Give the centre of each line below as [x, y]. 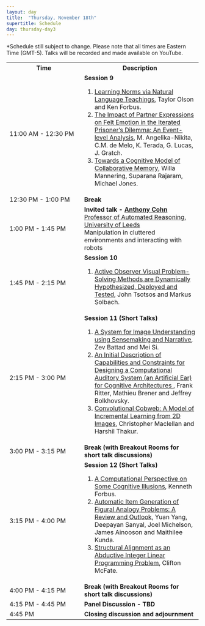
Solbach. [107, 302]
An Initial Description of [128, 355]
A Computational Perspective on [141, 479]
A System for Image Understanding [145, 332]
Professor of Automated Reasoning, [135, 217]
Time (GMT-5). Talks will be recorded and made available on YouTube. [95, 53]
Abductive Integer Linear [130, 556]
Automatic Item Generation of [137, 502]
